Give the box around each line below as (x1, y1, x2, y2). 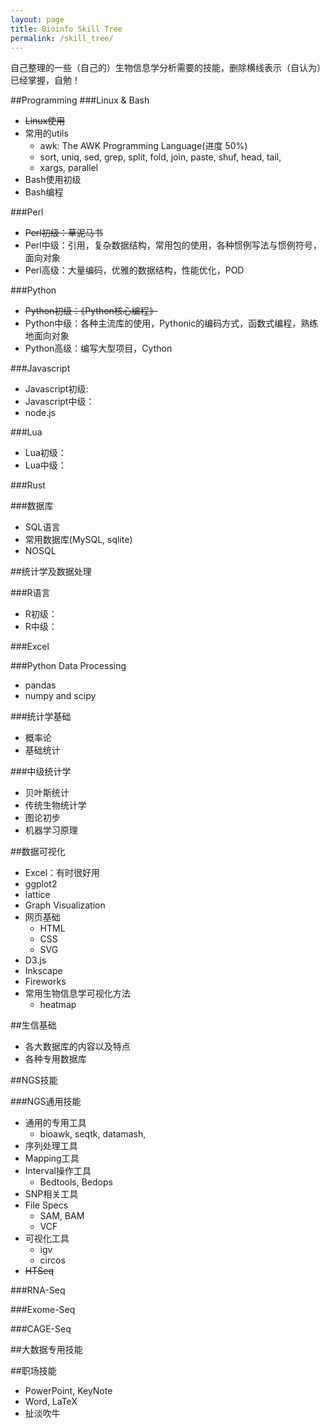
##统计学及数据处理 (10, 566, 92, 578)
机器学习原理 (24, 824, 78, 836)
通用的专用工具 (24, 1117, 87, 1129)
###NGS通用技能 (10, 1096, 82, 1108)
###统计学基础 (10, 711, 72, 723)
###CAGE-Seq (10, 1323, 72, 1335)
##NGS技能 (10, 1074, 58, 1086)
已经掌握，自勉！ (10, 74, 81, 86)
